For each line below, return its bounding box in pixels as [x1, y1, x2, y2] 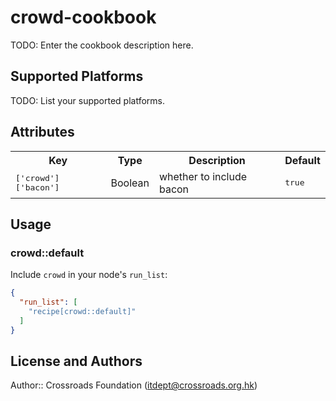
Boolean [110, 176, 150, 190]
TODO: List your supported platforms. [10, 94, 166, 106]
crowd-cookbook [10, 6, 157, 29]
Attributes [10, 124, 75, 141]
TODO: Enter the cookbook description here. [10, 39, 194, 51]
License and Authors [10, 353, 143, 370]
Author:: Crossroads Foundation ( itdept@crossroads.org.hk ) [10, 379, 258, 391]
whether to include [158, 169, 248, 183]
